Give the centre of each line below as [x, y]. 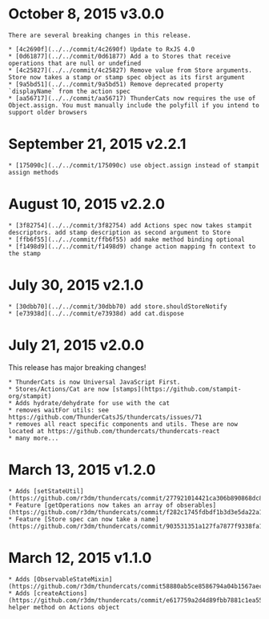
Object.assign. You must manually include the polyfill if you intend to [134, 105]
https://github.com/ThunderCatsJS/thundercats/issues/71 [105, 417]
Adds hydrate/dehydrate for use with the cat [93, 403]
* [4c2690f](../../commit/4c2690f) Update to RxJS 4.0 [102, 49]
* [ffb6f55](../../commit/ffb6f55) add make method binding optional [127, 239]
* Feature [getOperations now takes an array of [91, 505]
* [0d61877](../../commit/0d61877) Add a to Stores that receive [119, 56]
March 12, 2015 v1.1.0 [80, 558]
